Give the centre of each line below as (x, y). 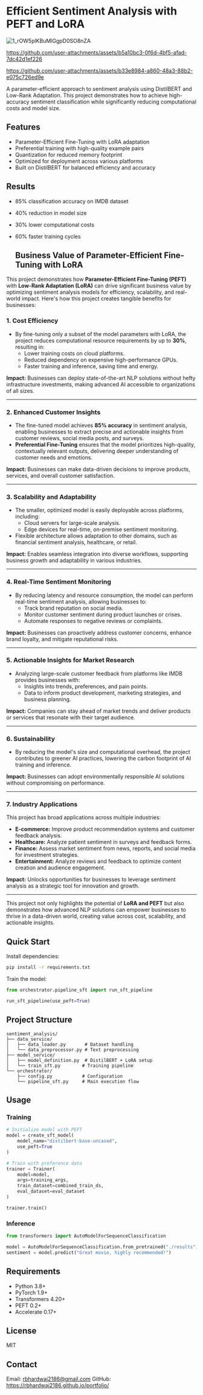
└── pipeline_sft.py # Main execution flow (78, 1081)
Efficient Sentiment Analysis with (92, 11)
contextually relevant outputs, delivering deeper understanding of (97, 451)
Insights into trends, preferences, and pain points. (86, 686)
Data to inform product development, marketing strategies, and (102, 693)
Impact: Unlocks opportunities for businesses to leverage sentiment (91, 880)
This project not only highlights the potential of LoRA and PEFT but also (95, 903)
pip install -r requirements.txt (48, 968)
